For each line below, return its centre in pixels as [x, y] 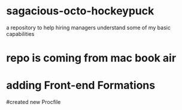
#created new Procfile [34, 102]
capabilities [20, 33]
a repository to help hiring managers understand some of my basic [88, 27]
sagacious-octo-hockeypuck [80, 11]
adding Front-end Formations [81, 85]
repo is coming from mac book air [91, 58]
